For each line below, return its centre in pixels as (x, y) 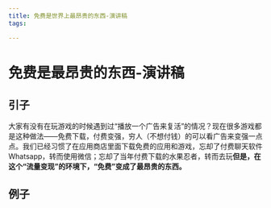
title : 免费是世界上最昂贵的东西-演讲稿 (68, 16)
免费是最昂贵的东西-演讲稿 (97, 73)
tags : (17, 23)
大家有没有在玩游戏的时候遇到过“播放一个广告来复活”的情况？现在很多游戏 (132, 126)
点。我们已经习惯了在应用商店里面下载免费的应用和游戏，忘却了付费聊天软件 (135, 146)
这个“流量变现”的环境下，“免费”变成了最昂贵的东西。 (98, 166)
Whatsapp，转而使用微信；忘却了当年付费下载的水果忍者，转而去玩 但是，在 (135, 156)
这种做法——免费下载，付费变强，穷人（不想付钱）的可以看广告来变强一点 (139, 136)
